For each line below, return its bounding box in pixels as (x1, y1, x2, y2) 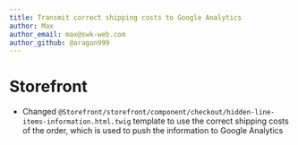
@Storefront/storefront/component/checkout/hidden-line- (57, 108, 276, 117)
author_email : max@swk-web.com (9, 30, 126, 38)
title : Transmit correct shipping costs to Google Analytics (9, 13, 243, 22)
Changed (21, 107, 56, 117)
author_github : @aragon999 (9, 38, 110, 47)
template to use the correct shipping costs (132, 115, 289, 126)
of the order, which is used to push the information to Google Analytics (21, 125, 284, 136)
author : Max (9, 21, 54, 30)
